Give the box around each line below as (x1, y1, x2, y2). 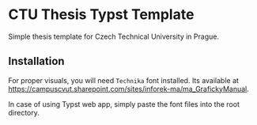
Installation (8, 55, 65, 68)
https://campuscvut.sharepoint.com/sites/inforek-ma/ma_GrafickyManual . (8, 84, 249, 93)
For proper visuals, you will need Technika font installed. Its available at (8, 75, 240, 85)
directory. (8, 108, 40, 117)
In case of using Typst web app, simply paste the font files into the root (8, 99, 240, 108)
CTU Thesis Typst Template (8, 6, 195, 24)
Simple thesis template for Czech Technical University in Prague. (8, 32, 220, 41)
